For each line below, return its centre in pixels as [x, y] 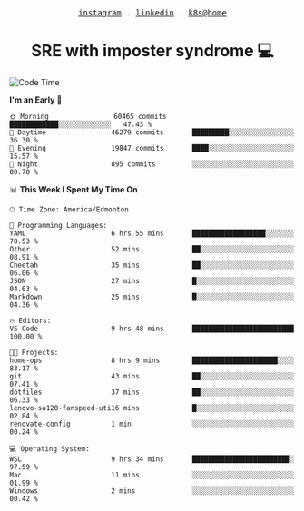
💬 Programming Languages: [58, 225]
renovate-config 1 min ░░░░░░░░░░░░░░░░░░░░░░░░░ [152, 424]
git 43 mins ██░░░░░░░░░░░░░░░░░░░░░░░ [152, 376]
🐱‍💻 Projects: [34, 352]
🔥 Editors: [30, 320]
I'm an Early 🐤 [36, 100]
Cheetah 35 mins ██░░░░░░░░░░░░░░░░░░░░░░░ [152, 265]
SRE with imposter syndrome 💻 [152, 51]
